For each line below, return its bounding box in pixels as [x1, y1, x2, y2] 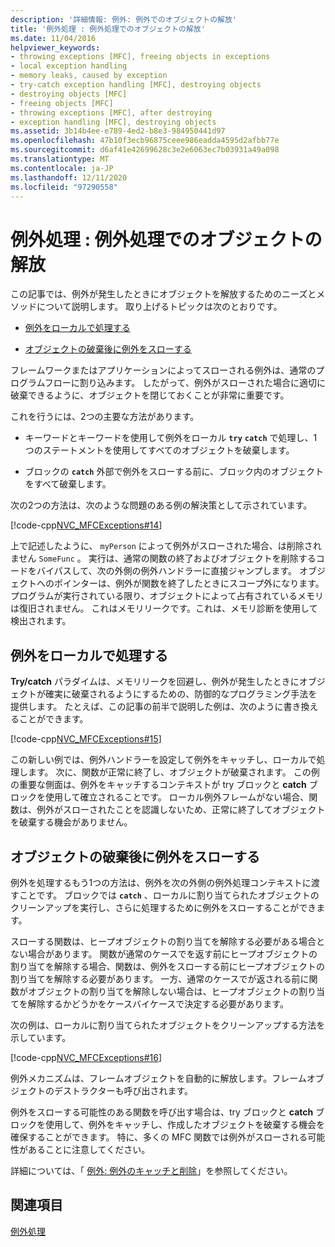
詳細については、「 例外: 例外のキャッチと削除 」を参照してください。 [10, 1164, 293, 1176]
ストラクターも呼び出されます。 [62, 1084, 194, 1096]
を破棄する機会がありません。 [10, 816, 133, 828]
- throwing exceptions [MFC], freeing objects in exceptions [10, 52, 271, 62]
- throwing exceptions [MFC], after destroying [10, 107, 213, 118]
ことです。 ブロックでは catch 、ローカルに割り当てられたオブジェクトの [18, 889, 320, 901]
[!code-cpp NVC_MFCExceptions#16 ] [10, 1051, 163, 1063]
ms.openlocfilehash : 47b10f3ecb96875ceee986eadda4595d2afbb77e [10, 136, 280, 146]
